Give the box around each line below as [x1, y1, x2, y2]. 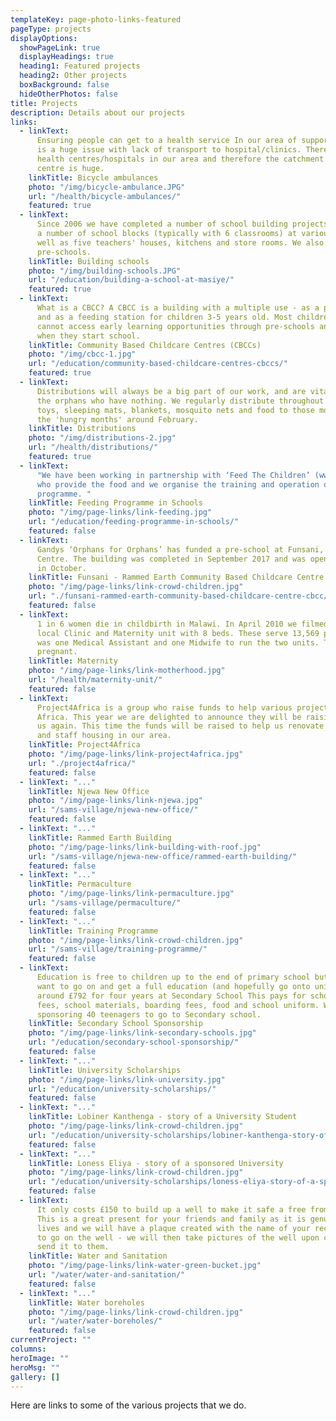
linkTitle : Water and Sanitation [28, 1251, 168, 1261]
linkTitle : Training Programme [28, 926, 159, 936]
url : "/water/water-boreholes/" [28, 1316, 163, 1326]
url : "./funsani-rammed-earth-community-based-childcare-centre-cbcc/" [28, 591, 333, 601]
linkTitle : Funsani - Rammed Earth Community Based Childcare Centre [28, 572, 325, 583]
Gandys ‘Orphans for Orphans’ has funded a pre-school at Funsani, [36, 544, 325, 555]
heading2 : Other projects [19, 71, 128, 81]
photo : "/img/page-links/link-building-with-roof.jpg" [28, 842, 262, 852]
